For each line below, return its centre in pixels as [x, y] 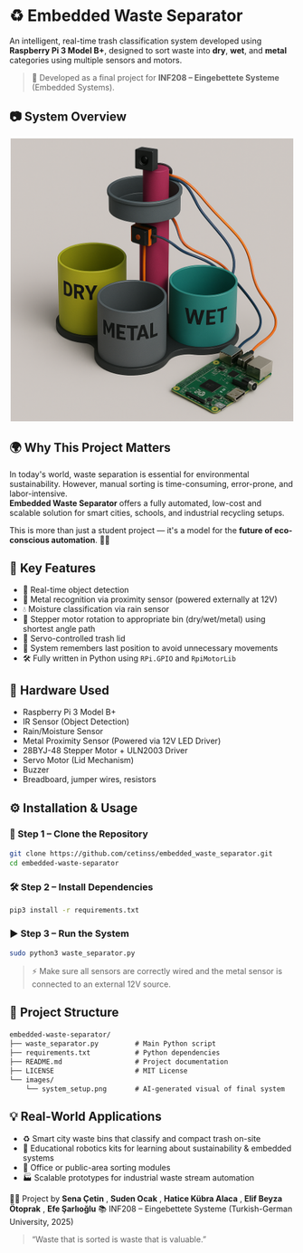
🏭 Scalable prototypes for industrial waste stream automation [138, 1177]
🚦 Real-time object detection [76, 590]
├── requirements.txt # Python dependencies [115, 1052]
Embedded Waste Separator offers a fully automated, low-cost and [136, 502]
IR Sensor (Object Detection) [76, 722]
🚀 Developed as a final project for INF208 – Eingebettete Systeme [156, 77]
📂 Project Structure [64, 1013]
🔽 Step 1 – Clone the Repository [79, 834]
